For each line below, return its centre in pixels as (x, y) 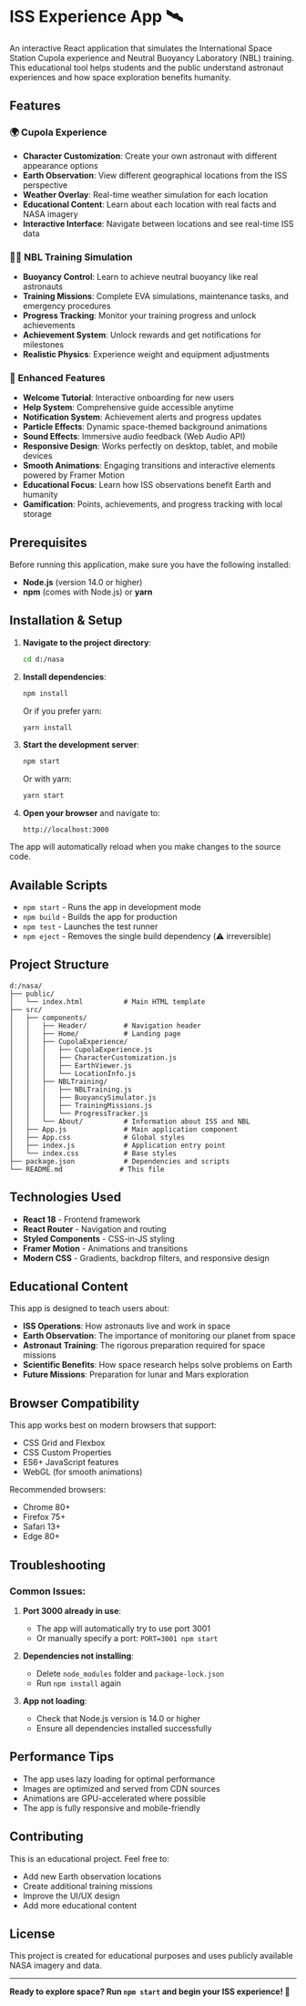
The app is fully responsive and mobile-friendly (111, 1808)
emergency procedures (66, 305)
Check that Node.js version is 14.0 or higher (118, 1718)
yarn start (43, 796)
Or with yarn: (47, 779)
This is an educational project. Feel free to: (90, 1858)
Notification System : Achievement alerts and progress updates (142, 417)
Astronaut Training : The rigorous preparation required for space (144, 1346)
